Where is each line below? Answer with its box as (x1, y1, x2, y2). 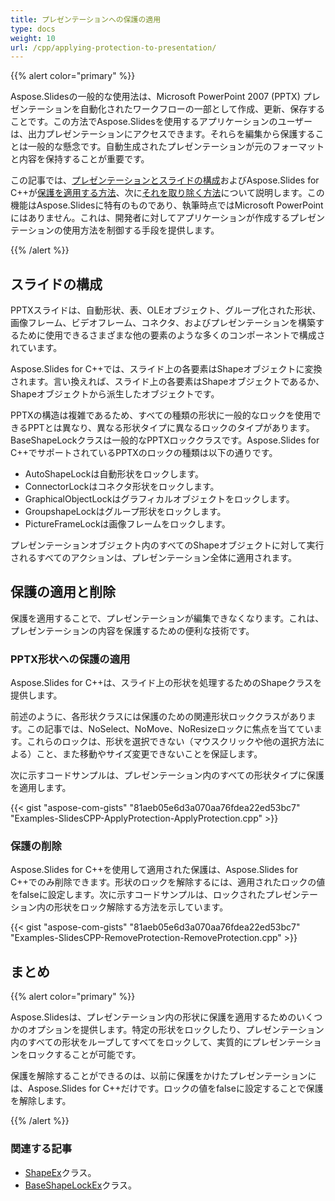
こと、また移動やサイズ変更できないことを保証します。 (36, 748, 263, 760)
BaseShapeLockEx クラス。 (24, 1179, 138, 1191)
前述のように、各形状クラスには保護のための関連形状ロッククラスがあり (10, 711, 308, 723)
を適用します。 (10, 782, 72, 794)
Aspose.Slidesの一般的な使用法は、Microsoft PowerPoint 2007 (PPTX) (10, 91, 301, 103)
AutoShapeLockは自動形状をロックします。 (24, 468, 205, 480)
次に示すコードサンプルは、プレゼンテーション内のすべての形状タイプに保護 (10, 769, 325, 781)
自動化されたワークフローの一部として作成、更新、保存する (79, 103, 326, 115)
